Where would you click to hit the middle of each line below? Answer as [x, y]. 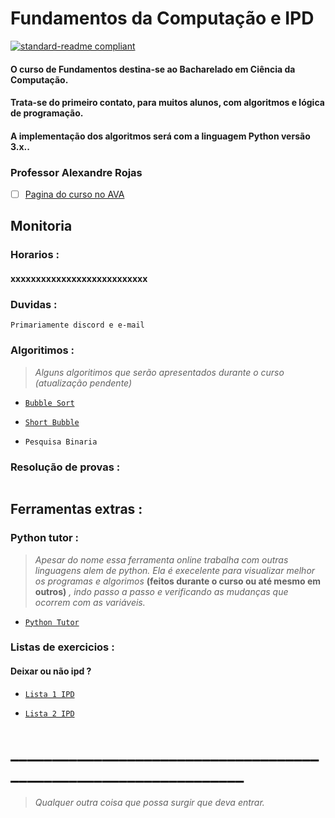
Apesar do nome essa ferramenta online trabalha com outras [161, 559]
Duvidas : [34, 304]
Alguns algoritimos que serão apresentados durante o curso [159, 372]
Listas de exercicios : [62, 647]
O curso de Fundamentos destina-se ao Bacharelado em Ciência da [153, 69]
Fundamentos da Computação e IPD [162, 18]
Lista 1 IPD [49, 694]
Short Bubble [52, 422]
